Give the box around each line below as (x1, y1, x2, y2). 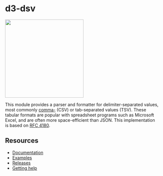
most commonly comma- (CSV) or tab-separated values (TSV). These (5, 107, 146, 112)
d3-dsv (5, 3, 36, 14)
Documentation (12, 150, 44, 155)
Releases (12, 160, 31, 166)
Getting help (12, 165, 38, 171)
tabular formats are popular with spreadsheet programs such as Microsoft (5, 112, 154, 118)
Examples (12, 154, 32, 160)
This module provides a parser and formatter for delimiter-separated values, (5, 101, 159, 108)
